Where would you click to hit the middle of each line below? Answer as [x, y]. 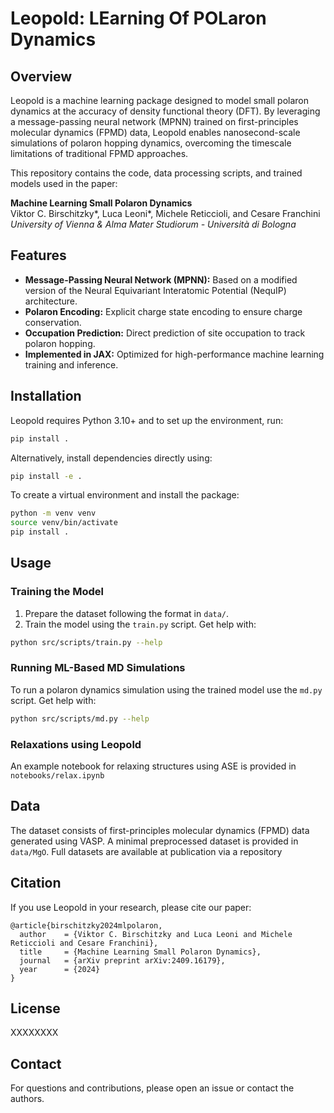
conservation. [53, 322]
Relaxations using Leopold [76, 744]
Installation [46, 396]
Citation [36, 883]
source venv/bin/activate [64, 523]
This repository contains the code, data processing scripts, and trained [156, 173]
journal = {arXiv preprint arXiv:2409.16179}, [122, 960]
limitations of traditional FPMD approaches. [99, 153]
